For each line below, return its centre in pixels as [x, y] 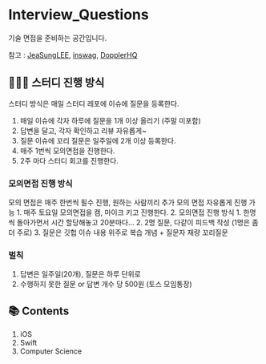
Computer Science [51, 351]
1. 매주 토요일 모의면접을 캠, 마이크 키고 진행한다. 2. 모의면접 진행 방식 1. [129, 212]
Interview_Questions [79, 15]
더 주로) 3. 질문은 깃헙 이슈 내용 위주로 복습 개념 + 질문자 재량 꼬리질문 [118, 233]
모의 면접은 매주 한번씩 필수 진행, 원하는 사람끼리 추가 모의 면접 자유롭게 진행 [128, 203]
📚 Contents [39, 311]
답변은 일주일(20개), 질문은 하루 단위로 [81, 274]
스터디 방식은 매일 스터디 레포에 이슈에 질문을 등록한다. [94, 103]
